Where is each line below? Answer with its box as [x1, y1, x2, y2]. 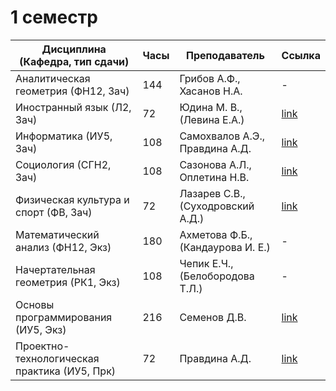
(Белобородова [179, 269, 255, 283]
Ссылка [281, 48, 321, 62]
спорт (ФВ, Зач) [15, 205, 93, 219]
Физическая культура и [15, 192, 130, 206]
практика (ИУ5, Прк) [15, 364, 117, 378]
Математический [15, 227, 100, 241]
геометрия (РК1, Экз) [15, 275, 121, 289]
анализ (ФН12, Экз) [15, 240, 112, 254]
